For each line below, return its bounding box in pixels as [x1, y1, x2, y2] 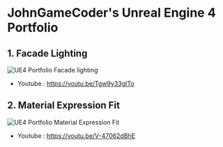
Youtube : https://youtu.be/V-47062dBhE [17, 131, 136, 140]
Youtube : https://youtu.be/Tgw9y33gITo [17, 79, 134, 88]
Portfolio [7, 20, 59, 36]
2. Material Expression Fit [7, 100, 121, 111]
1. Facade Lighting [7, 47, 88, 59]
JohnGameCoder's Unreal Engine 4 [7, 5, 216, 21]
